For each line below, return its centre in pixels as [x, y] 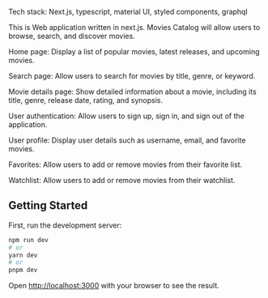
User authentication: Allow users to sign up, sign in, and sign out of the [126, 116]
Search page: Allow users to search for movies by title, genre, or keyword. [132, 76]
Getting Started [48, 206]
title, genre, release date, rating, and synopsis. [86, 100]
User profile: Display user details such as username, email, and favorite [127, 140]
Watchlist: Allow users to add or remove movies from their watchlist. [122, 180]
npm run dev [28, 240]
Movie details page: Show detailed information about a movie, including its [132, 92]
